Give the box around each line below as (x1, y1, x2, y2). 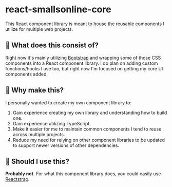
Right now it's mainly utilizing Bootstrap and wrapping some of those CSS (5, 54, 161, 61)
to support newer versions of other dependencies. (12, 142, 120, 148)
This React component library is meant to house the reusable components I (5, 21, 164, 27)
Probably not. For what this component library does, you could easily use (5, 171, 161, 177)
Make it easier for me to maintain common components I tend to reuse (12, 126, 162, 132)
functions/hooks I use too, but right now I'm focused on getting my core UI (5, 65, 163, 71)
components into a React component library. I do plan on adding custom (5, 60, 158, 66)
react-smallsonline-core (5, 4, 111, 15)
